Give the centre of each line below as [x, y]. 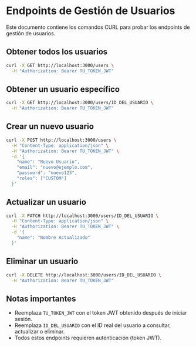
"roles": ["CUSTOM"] [42, 178]
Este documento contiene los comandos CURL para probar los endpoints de [98, 27]
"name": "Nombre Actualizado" [54, 238]
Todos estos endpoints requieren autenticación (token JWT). [88, 338]
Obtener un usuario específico [63, 89]
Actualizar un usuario [46, 202]
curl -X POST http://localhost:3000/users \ [61, 140]
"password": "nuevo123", [47, 173]
